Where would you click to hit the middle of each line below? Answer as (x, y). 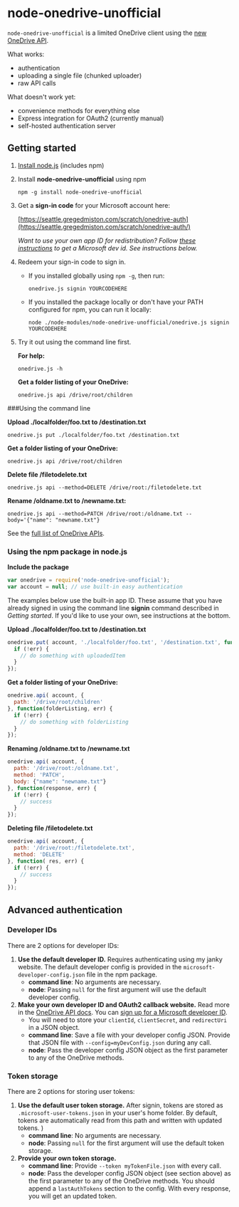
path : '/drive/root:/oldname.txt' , (67, 769)
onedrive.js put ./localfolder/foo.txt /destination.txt (94, 435)
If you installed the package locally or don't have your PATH (116, 302)
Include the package (38, 567)
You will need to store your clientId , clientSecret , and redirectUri (128, 1020)
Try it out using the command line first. (74, 342)
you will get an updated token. (73, 1196)
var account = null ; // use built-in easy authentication (95, 586)
